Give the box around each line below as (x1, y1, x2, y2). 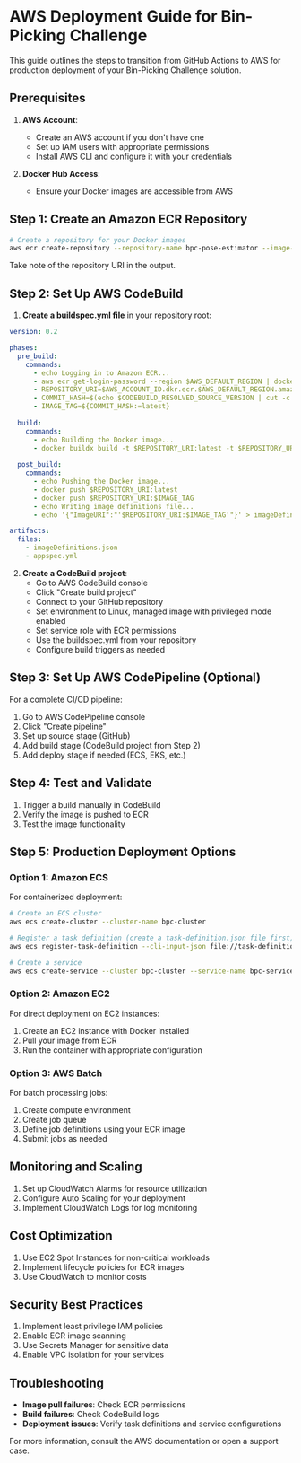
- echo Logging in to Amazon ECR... (32, 368, 170, 378)
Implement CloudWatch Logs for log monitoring (21, 1202, 198, 1213)
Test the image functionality (21, 819, 125, 829)
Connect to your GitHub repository (35, 596, 164, 607)
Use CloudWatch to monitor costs (21, 1271, 147, 1282)
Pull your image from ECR (21, 1035, 117, 1046)
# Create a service (9, 958, 82, 967)
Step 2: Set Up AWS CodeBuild (9, 285, 184, 302)
